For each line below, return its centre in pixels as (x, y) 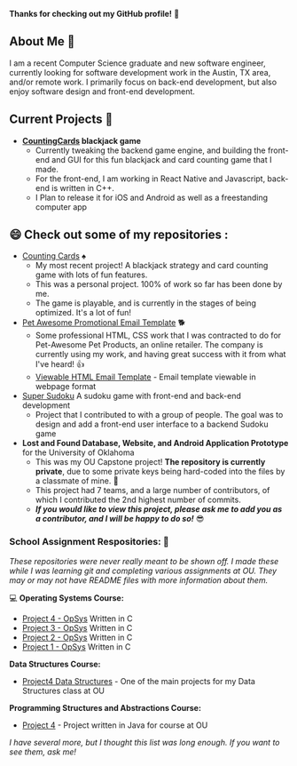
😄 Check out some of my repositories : (119, 235)
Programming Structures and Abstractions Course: (106, 707)
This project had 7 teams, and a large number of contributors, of (152, 491)
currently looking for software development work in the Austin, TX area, (140, 72)
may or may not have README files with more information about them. (139, 580)
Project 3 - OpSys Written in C (77, 627)
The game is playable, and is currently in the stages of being (146, 303)
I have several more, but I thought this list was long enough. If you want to (145, 742)
